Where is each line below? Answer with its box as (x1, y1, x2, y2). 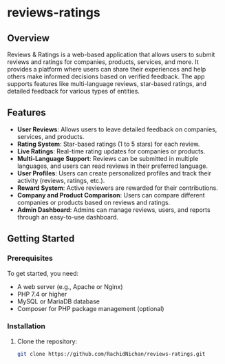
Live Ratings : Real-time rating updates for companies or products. (17, 147, 206, 156)
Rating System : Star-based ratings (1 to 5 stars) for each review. (17, 140, 200, 148)
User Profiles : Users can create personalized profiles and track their (17, 169, 212, 177)
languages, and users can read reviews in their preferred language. (17, 162, 208, 170)
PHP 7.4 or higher (17, 290, 67, 298)
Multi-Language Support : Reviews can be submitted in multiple (17, 154, 199, 162)
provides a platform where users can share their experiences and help (7, 65, 206, 73)
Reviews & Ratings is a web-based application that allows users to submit (7, 50, 215, 58)
